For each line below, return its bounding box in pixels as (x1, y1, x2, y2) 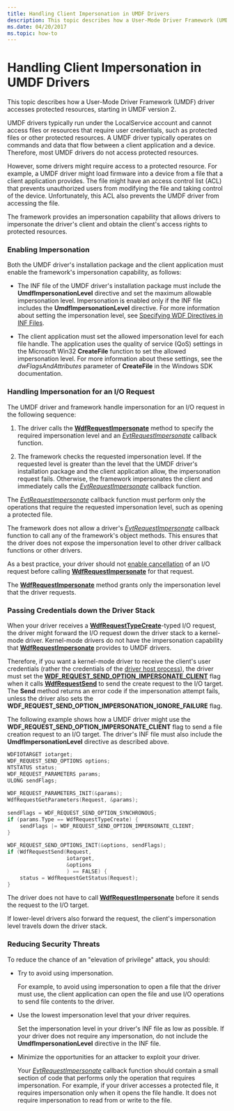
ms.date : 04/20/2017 (7, 23, 68, 30)
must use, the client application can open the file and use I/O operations (17, 989, 224, 998)
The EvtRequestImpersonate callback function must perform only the (7, 495, 206, 504)
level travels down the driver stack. (7, 922, 108, 930)
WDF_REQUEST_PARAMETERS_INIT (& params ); (7, 790, 123, 797)
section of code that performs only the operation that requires (17, 1073, 196, 1082)
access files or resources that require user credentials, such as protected (7, 126, 218, 135)
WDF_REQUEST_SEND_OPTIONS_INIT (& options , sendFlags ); (7, 842, 167, 849)
